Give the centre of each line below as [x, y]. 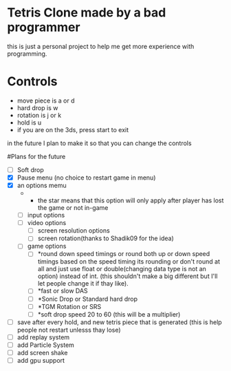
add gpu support [41, 360]
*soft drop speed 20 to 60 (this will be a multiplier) [109, 314]
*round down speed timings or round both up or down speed [124, 254]
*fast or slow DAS [63, 291]
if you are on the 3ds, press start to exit [73, 129]
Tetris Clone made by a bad [87, 13]
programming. [27, 54]
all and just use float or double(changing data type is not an [122, 269]
